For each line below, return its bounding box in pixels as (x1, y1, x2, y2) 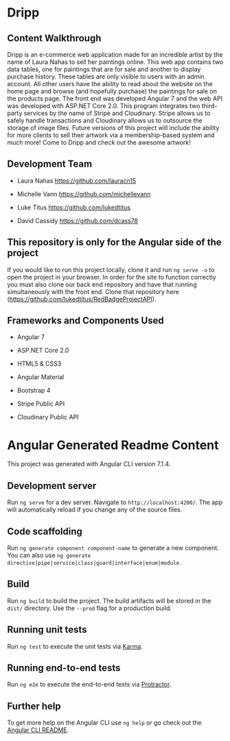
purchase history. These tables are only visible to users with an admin (7, 72, 205, 81)
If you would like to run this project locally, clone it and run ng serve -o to (7, 265, 215, 273)
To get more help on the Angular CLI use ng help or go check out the (7, 718, 202, 727)
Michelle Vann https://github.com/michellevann (16, 189, 151, 198)
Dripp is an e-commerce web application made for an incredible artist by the (7, 50, 223, 59)
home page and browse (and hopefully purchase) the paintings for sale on (7, 87, 218, 95)
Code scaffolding (7, 525, 82, 537)
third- (201, 102, 218, 109)
